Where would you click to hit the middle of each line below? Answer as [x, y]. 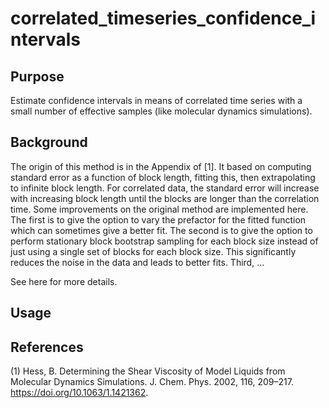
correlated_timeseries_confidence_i [163, 18]
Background [49, 142]
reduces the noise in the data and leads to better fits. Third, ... [137, 262]
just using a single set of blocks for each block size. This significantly [153, 251]
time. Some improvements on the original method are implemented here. [159, 209]
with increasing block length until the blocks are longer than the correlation [165, 198]
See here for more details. [64, 281]
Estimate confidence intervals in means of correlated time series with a [156, 100]
